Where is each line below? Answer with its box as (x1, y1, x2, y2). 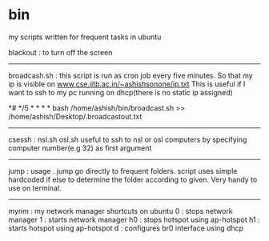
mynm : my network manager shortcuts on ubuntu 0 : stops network (8, 206, 234, 215)
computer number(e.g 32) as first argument (8, 143, 152, 153)
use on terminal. (8, 183, 62, 193)
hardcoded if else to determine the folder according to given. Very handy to (8, 175, 258, 184)
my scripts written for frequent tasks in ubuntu (8, 32, 162, 42)
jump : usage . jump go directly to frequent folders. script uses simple (8, 166, 238, 175)
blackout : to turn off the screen (8, 47, 113, 57)
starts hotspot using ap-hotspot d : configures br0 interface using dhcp (8, 223, 244, 233)
